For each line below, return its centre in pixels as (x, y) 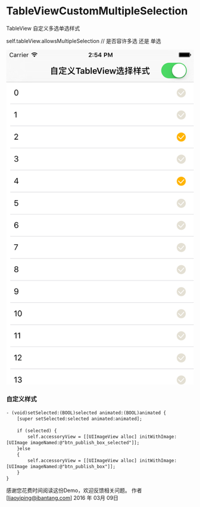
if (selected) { (37, 431)
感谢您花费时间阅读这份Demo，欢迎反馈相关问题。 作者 (74, 490)
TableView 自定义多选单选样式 (43, 28)
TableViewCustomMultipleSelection (97, 11)
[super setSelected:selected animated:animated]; (80, 419)
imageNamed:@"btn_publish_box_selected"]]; (85, 443)
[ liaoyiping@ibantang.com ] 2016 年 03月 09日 (62, 497)
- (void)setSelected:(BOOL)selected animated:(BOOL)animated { (86, 413)
